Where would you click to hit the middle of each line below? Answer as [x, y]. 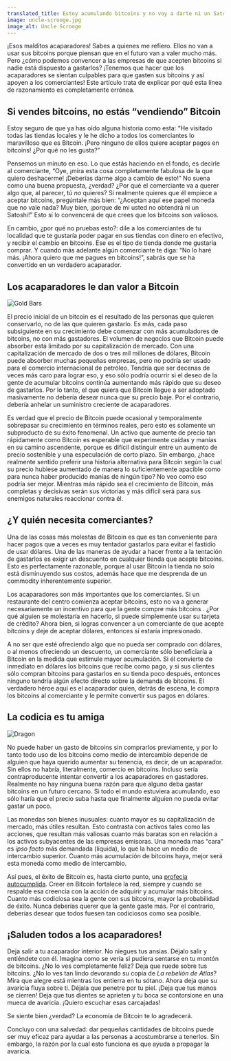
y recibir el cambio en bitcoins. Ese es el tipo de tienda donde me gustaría [112, 243]
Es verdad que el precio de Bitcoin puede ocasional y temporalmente [105, 418]
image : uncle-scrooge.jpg [44, 20]
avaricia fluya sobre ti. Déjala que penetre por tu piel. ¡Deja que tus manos [112, 988]
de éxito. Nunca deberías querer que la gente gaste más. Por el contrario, [111, 906]
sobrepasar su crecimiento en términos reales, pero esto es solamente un [111, 425]
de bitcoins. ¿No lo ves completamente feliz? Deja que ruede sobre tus [107, 966]
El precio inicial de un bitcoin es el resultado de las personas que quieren [111, 317]
